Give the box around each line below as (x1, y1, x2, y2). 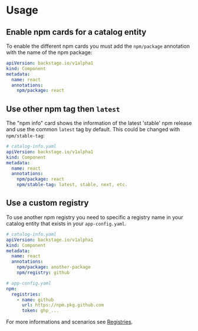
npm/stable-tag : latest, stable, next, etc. (16, 182, 128, 188)
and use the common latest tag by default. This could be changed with (6, 126, 180, 133)
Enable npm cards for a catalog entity (6, 27, 147, 37)
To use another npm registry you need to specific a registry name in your (6, 213, 184, 221)
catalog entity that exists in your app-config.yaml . (6, 220, 127, 227)
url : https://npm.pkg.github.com (21, 302, 104, 308)
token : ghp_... (21, 307, 60, 314)
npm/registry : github (16, 270, 70, 276)
